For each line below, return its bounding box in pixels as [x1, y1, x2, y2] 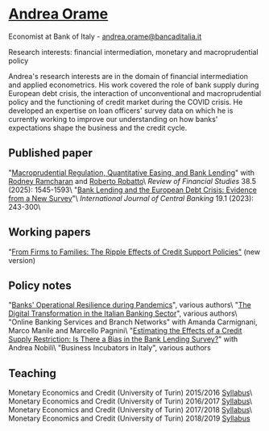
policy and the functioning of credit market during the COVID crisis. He [8, 97, 243, 107]
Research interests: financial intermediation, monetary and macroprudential [8, 47, 259, 56]
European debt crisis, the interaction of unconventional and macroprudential [8, 88, 262, 98]
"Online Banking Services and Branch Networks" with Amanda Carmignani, [8, 317, 258, 327]
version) [8, 255, 36, 265]
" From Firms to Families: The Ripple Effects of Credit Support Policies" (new [8, 247, 260, 257]
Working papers [8, 225, 91, 239]
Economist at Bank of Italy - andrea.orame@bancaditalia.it [8, 31, 202, 41]
